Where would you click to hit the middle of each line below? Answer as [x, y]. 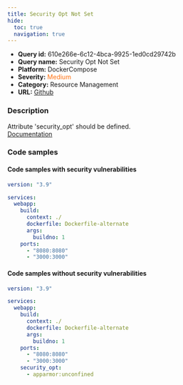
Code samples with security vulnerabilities [72, 169]
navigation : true [40, 34]
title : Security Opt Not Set [51, 14]
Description [28, 111]
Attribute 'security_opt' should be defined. [69, 126]
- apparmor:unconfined [60, 374]
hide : [15, 21]
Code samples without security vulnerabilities [77, 273]
